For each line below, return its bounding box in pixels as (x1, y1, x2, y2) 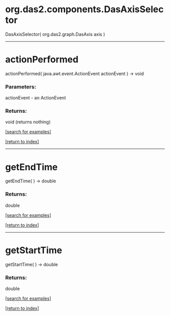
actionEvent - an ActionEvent (5, 95, 66, 101)
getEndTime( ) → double (5, 178, 57, 184)
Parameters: (5, 83, 36, 90)
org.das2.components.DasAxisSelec (5, 4, 164, 15)
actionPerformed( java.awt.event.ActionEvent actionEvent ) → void (5, 70, 144, 77)
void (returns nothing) (5, 119, 51, 125)
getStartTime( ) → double (5, 261, 58, 267)
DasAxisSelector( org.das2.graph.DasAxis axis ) (5, 31, 105, 37)
